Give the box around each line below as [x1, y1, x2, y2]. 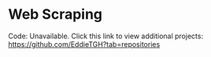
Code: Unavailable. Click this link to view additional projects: [8, 31, 203, 41]
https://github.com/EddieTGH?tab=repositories [8, 39, 161, 48]
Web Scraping [8, 5, 103, 23]
